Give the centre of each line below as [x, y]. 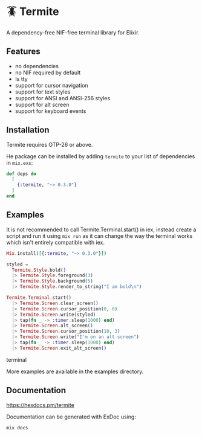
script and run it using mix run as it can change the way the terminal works [99, 236]
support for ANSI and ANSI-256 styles [63, 98]
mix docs [17, 428]
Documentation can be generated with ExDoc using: [71, 417]
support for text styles [43, 92]
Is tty [21, 79]
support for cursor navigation [52, 85]
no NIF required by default [48, 72]
